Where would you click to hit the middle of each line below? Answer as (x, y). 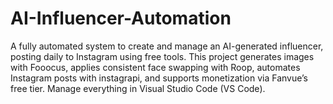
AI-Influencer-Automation (121, 18)
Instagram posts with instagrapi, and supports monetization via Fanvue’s (159, 78)
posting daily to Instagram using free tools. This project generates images (162, 56)
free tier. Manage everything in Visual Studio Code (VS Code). (138, 88)
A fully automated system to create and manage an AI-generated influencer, (167, 46)
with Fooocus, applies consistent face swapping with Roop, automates (155, 67)
